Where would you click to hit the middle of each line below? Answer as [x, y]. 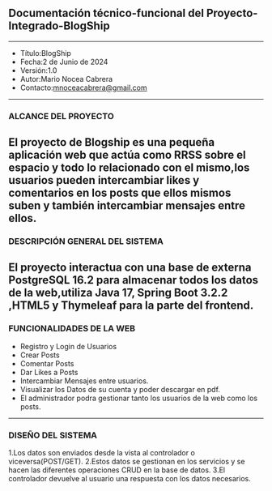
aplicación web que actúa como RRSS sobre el [127, 155]
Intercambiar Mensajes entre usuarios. [84, 381]
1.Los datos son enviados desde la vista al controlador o [102, 453]
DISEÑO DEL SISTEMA [53, 435]
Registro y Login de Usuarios [68, 346]
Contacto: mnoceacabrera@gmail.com [83, 88]
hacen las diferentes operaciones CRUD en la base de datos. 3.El [117, 470]
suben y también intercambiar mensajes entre [127, 206]
